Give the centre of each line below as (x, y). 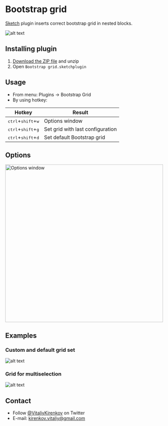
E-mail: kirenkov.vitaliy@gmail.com (49, 418)
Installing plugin (31, 49)
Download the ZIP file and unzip (46, 61)
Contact (18, 401)
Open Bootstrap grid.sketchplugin (49, 66)
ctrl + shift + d (23, 137)
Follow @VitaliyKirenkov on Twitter (48, 413)
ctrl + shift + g (23, 129)
